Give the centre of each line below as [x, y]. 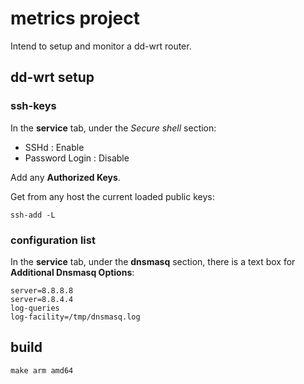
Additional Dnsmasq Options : [72, 272]
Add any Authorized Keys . [65, 177]
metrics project [75, 18]
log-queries [35, 308]
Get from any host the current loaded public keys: [112, 196]
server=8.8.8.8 [42, 290]
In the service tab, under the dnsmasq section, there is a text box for [153, 261]
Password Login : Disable [77, 158]
